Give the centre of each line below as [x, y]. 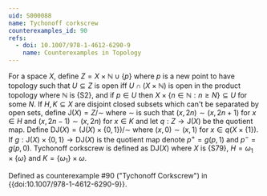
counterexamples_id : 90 [48, 30]
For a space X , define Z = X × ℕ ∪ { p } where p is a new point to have [121, 76]
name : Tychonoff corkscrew [53, 23]
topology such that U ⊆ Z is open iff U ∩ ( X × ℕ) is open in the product [124, 86]
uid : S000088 [30, 16]
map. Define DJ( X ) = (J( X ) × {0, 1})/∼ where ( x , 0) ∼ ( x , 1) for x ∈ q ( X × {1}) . [133, 130]
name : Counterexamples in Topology [82, 53]
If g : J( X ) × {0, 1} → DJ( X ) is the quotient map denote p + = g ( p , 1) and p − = [132, 139]
